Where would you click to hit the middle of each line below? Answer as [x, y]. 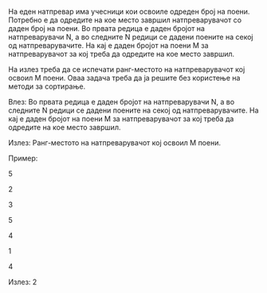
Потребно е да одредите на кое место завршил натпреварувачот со [125, 20]
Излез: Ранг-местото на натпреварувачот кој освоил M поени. [115, 143]
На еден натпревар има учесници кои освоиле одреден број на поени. [129, 12]
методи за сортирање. [47, 86]
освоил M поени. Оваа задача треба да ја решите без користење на [124, 78]
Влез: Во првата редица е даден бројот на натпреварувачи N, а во [122, 102]
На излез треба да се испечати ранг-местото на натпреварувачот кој [127, 69]
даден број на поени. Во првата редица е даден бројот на [107, 28]
